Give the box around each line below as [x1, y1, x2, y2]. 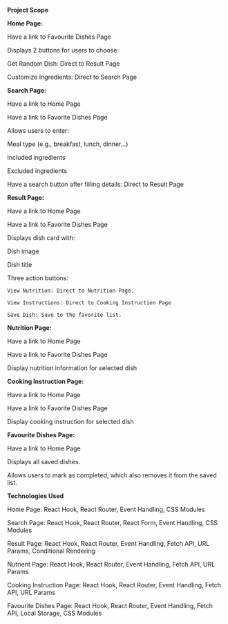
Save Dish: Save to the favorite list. [7, 311, 122, 318]
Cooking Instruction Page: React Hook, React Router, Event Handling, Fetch [7, 581, 222, 589]
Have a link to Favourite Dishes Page [7, 33, 112, 41]
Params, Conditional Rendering [7, 547, 95, 555]
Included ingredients [7, 154, 66, 161]
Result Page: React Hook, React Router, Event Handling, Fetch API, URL [7, 540, 210, 547]
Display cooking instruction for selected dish [7, 418, 134, 425]
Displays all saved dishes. [7, 458, 81, 466]
